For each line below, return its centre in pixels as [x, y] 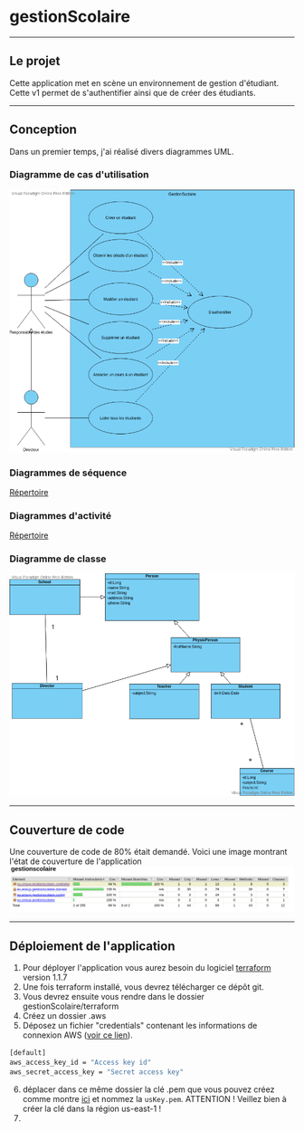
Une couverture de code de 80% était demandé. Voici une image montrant [148, 852]
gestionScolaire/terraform [71, 1006]
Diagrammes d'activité [60, 515]
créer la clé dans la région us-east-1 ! [92, 1108]
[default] [28, 1053]
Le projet [35, 61]
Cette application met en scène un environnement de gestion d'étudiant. [144, 82]
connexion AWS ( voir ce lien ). [77, 1035]
